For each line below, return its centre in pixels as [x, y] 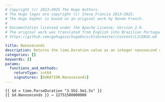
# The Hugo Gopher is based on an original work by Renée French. [74, 19]
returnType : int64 [33, 73]
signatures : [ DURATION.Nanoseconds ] [52, 78]
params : [13, 64]
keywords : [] [18, 59]
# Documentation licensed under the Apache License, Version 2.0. [74, 28]
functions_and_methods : [34, 68]
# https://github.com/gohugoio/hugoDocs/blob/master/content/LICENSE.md [81, 37]
